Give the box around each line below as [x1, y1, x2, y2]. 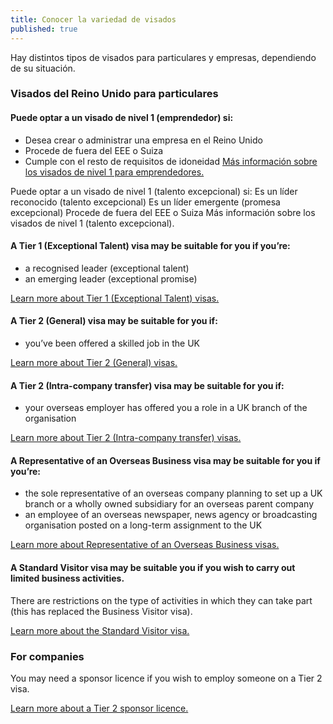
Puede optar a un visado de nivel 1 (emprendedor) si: [10, 112, 234, 124]
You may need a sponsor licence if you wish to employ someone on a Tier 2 [10, 672, 323, 684]
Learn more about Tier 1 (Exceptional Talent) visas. [10, 292, 220, 304]
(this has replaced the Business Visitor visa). [10, 605, 193, 617]
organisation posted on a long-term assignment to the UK [24, 519, 263, 531]
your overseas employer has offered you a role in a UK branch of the [24, 402, 308, 414]
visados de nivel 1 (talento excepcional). [10, 217, 175, 229]
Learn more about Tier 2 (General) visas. [10, 357, 178, 369]
